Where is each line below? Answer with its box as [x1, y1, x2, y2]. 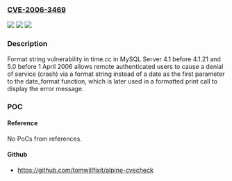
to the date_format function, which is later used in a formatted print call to [7, 77, 217, 85]
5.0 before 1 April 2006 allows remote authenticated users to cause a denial [7, 62, 224, 70]
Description [7, 39, 48, 49]
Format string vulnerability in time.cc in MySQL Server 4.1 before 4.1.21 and [7, 54, 221, 63]
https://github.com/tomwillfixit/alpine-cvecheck [17, 166, 154, 174]
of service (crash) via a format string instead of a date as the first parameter [7, 70, 225, 78]
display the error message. [7, 84, 84, 93]
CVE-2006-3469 [7, 5, 66, 15]
